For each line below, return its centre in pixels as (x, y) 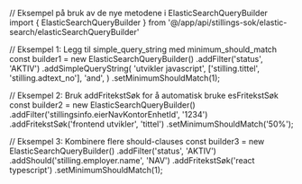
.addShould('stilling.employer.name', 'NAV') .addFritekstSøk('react (132, 160)
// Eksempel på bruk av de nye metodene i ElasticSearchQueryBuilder (139, 13)
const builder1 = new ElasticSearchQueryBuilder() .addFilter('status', (136, 59)
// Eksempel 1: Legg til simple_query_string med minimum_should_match (143, 49)
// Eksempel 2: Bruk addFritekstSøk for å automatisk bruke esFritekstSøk (144, 95)
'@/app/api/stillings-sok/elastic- (228, 22)
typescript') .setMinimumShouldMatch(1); (86, 170)
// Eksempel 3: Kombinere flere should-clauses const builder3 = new (137, 141)
